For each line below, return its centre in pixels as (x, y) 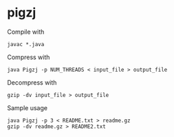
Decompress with (32, 82)
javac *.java (26, 44)
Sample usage (28, 107)
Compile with (26, 32)
